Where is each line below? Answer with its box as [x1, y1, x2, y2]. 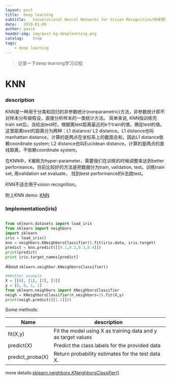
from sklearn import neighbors [5, 226, 72, 231]
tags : [5, 41, 17, 46]
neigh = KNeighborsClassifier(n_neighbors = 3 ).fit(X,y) [5, 292, 124, 297]
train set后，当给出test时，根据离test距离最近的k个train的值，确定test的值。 [5, 121, 165, 128]
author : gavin [5, 27, 36, 32]
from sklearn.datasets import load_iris [5, 221, 93, 226]
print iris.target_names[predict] [5, 255, 79, 260]
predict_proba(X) [8, 353, 49, 360]
